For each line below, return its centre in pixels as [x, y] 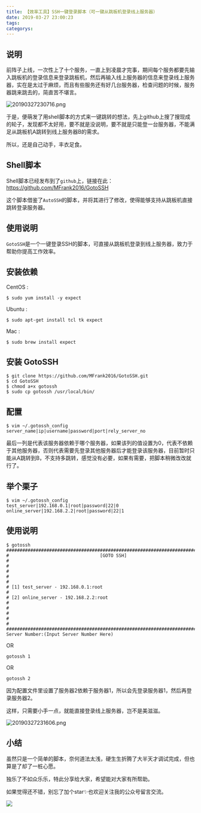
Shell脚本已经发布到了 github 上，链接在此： [60, 181]
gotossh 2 [19, 679]
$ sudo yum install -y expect [44, 298]
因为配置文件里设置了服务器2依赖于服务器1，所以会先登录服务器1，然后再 [96, 690]
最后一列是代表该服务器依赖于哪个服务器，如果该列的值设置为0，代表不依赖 [100, 443]
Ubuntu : [17, 309]
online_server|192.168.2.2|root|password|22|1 [65, 511]
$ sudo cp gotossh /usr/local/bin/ [51, 392]
